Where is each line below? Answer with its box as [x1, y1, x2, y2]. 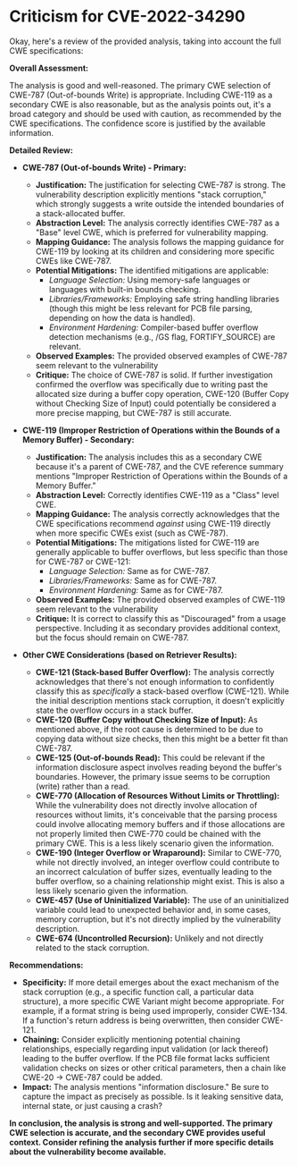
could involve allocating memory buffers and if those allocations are [35, 818, 286, 829]
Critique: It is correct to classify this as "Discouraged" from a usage [35, 613, 286, 623]
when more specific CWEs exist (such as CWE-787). [35, 528, 229, 538]
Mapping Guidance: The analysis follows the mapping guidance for [35, 236, 285, 247]
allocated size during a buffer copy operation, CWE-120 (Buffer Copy [35, 388, 290, 399]
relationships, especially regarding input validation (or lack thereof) [21, 1043, 269, 1054]
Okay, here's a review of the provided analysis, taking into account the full [9, 36, 282, 46]
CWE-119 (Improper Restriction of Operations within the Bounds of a [21, 425, 281, 435]
